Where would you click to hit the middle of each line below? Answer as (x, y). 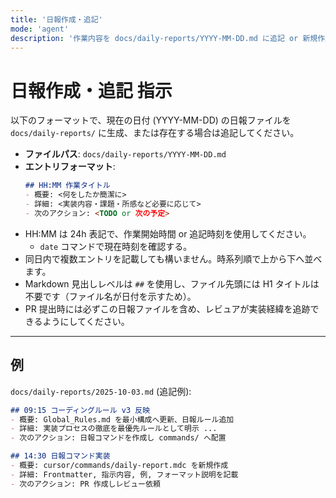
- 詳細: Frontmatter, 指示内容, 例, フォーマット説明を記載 (124, 474)
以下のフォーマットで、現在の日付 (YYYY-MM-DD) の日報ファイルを (151, 120)
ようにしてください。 (86, 321)
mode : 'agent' (40, 29)
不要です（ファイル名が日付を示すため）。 (110, 296)
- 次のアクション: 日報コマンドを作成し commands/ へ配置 (118, 438)
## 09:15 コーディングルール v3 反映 (80, 410)
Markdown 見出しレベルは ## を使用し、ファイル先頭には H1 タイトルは (172, 283)
